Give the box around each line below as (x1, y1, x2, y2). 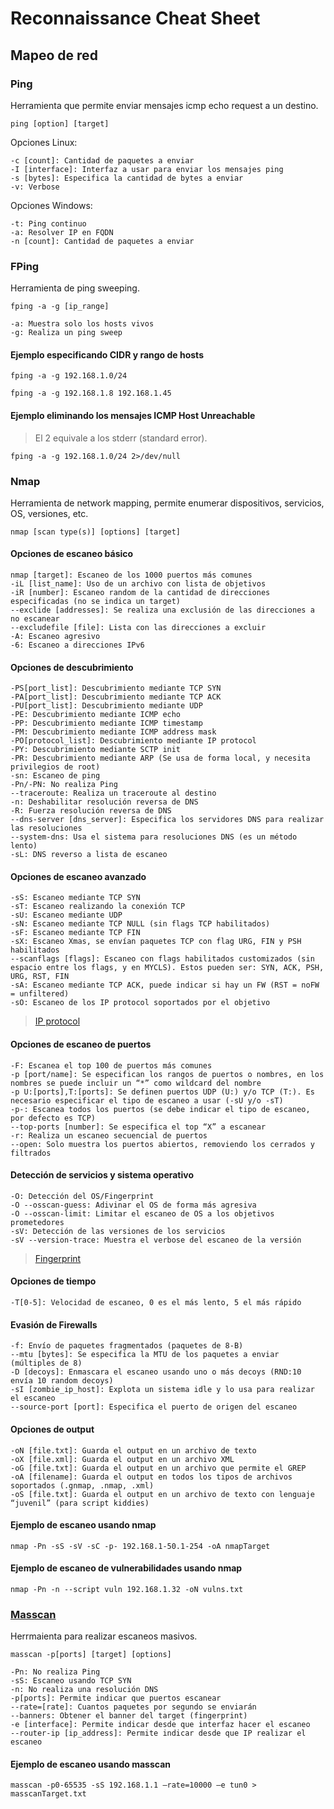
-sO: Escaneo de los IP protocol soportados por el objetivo (10, 998, 271, 1008)
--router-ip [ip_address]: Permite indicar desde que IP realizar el (10, 1728, 307, 1739)
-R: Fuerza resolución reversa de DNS (10, 806, 172, 816)
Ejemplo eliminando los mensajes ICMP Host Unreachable (10, 409, 256, 421)
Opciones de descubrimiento (10, 661, 134, 673)
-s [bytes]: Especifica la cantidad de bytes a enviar (10, 173, 244, 183)
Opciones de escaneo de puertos (10, 1038, 152, 1051)
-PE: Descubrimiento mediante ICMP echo (10, 710, 182, 720)
